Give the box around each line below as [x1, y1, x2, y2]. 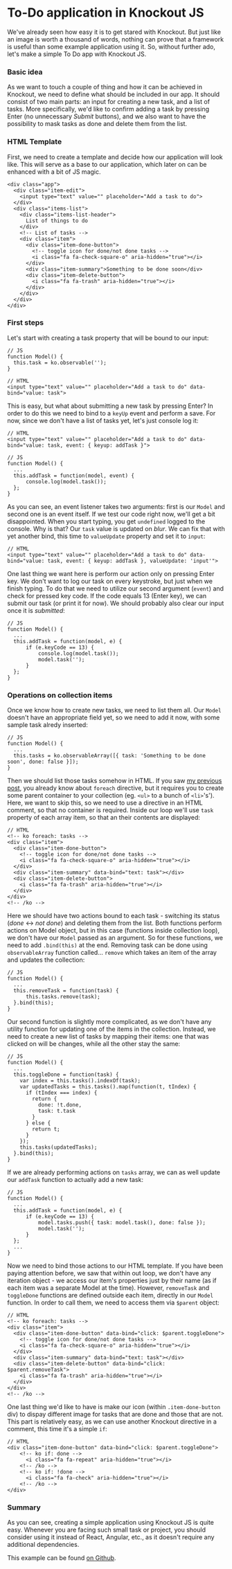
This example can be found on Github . [7, 1554, 116, 1562]
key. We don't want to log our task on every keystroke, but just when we [7, 577, 213, 585]
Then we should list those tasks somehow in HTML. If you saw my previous [7, 777, 222, 785]
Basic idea [7, 67, 43, 77]
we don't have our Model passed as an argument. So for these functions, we [7, 933, 224, 942]
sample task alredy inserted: [7, 721, 88, 729]
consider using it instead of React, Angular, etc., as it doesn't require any [7, 1533, 215, 1541]
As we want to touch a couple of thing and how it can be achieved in [7, 83, 203, 91]
